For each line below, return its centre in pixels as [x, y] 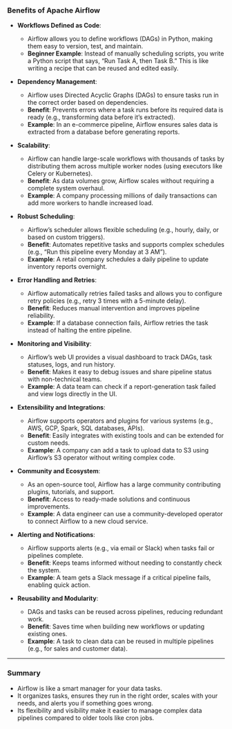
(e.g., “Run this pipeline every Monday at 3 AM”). [97, 252]
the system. [44, 570]
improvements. [49, 507]
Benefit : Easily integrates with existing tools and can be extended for [126, 436]
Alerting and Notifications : [56, 535]
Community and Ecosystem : [59, 471]
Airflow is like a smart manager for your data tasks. [89, 688]
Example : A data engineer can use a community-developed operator [125, 514]
